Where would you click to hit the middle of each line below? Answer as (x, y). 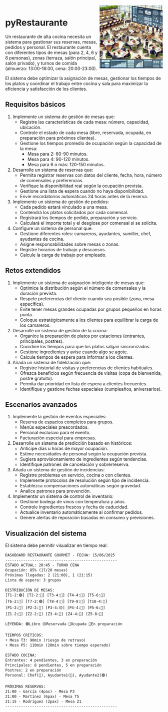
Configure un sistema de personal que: (52, 228)
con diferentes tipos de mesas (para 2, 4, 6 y (51, 53)
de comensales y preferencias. (52, 180)
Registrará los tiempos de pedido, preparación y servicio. (79, 218)
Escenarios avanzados (41, 405)
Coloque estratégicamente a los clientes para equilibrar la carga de (89, 320)
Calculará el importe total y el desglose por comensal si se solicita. (88, 223)
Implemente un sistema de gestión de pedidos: (60, 202)
